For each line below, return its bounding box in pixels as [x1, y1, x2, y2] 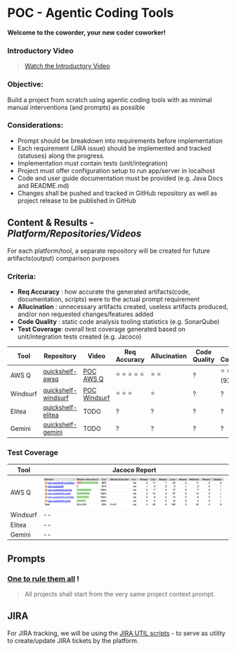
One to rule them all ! [7, 574, 79, 584]
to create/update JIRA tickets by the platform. [7, 636, 139, 645]
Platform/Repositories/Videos [7, 227, 142, 240]
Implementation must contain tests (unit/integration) [17, 158, 169, 167]
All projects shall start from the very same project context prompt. [24, 589, 216, 598]
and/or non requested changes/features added [17, 310, 154, 318]
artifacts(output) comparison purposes [7, 253, 119, 262]
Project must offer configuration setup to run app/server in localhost [17, 166, 216, 175]
